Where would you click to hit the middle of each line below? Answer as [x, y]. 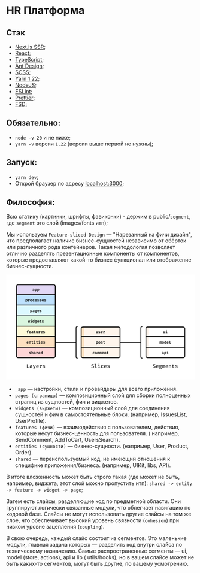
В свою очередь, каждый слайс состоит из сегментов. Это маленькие [96, 538]
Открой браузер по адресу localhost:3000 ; [69, 183]
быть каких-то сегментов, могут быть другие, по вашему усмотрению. [97, 564]
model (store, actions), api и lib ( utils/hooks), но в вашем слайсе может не [100, 557]
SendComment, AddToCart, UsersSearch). [67, 440]
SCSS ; [23, 72]
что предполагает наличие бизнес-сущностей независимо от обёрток [96, 241]
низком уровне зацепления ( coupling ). [55, 527]
